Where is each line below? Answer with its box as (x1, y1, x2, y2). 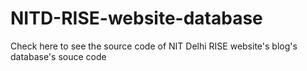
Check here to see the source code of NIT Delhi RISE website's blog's (10, 40, 298, 52)
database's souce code (10, 50, 107, 62)
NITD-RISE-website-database (10, 7, 263, 30)
